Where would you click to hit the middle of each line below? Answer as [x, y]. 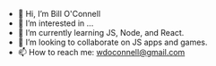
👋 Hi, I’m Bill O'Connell [59, 14]
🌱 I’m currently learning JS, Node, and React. [101, 33]
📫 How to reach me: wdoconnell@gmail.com [101, 52]
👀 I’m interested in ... [56, 23]
